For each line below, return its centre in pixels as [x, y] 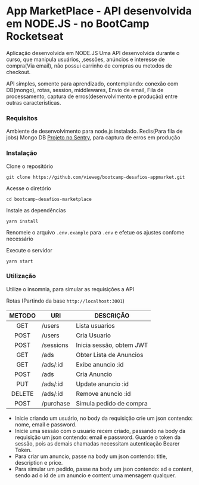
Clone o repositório [30, 166]
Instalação [22, 153]
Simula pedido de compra [112, 403]
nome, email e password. [46, 424]
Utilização [21, 276]
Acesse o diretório [29, 188]
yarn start [20, 261]
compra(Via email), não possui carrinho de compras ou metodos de [89, 65]
